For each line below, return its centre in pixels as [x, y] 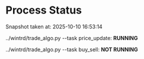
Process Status [44, 10]
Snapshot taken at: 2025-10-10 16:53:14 [54, 27]
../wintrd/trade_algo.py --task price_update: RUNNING [72, 38]
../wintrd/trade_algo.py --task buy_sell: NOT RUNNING [72, 49]
